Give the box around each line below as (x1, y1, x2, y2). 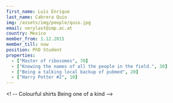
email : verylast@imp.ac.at (6, 25, 73, 31)
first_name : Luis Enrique (6, 8, 70, 15)
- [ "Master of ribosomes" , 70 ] (11, 58, 89, 64)
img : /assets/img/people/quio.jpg (6, 19, 92, 25)
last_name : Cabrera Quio (6, 14, 67, 20)
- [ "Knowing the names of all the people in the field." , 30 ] (11, 63, 168, 69)
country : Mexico (6, 31, 46, 36)
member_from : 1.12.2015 (6, 36, 65, 42)
